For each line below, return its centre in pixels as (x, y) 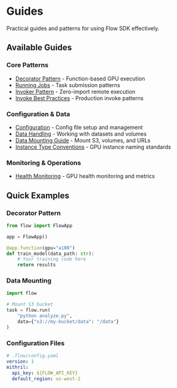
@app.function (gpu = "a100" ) (41, 248)
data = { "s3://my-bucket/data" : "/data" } (68, 321)
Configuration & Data (38, 114)
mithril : (17, 367)
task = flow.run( (28, 310)
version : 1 (20, 361)
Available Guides (39, 48)
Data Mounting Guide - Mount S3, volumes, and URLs (83, 140)
